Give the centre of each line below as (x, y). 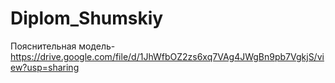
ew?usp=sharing (45, 67)
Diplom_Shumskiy (87, 18)
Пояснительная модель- (63, 46)
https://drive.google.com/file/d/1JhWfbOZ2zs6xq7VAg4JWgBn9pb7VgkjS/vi (167, 56)
